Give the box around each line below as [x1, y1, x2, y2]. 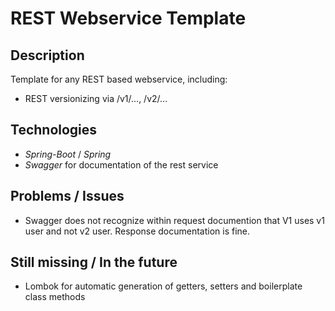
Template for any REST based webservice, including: [10, 73, 228, 85]
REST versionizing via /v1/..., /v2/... [24, 93, 168, 104]
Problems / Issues [10, 188, 125, 205]
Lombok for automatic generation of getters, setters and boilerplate [24, 280, 303, 292]
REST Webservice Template [10, 7, 247, 30]
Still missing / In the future [10, 254, 178, 271]
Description [10, 47, 85, 64]
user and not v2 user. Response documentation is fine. [24, 225, 251, 237]
